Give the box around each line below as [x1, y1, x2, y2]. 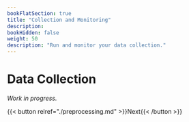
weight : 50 [7, 36, 38, 42]
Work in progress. [7, 94, 57, 102]
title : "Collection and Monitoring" [7, 16, 111, 23]
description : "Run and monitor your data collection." [7, 42, 166, 49]
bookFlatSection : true [7, 10, 72, 17]
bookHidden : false [7, 29, 59, 36]
